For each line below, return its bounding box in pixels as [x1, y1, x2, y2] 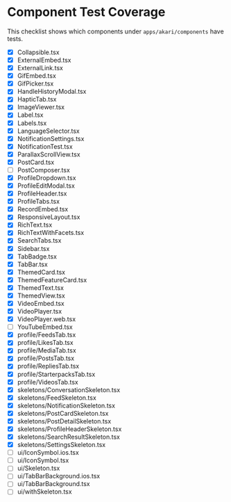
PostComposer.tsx [17, 165, 71, 174]
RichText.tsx [17, 220, 53, 229]
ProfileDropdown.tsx [17, 173, 76, 181]
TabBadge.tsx [17, 252, 58, 261]
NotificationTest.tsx [17, 142, 73, 150]
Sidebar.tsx [17, 244, 50, 252]
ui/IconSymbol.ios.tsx [17, 448, 80, 457]
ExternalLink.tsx [17, 64, 64, 72]
